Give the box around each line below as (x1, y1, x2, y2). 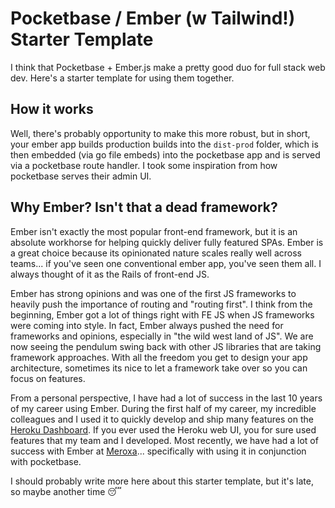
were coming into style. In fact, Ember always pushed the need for (10, 319, 284, 331)
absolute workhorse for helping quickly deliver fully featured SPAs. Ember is (10, 236, 324, 248)
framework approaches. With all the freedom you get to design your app (10, 351, 308, 363)
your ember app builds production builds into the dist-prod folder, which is (10, 138, 319, 150)
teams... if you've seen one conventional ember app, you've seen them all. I (10, 257, 322, 269)
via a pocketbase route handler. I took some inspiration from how (10, 159, 278, 171)
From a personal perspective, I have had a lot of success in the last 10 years (10, 392, 323, 404)
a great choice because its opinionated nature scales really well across (10, 247, 302, 259)
